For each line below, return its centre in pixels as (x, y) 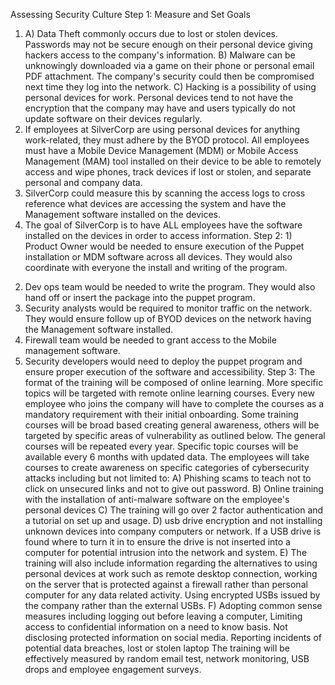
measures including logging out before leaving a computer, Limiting (163, 616)
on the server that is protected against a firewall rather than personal (166, 584)
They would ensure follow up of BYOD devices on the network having (168, 318)
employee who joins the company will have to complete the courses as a (174, 403)
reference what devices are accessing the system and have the (155, 203)
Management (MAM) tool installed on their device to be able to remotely (173, 161)
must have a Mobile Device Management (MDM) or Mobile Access (161, 150)
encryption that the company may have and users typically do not (160, 108)
